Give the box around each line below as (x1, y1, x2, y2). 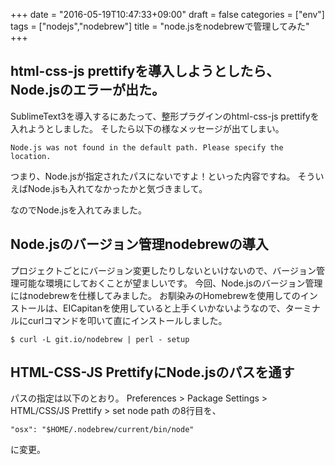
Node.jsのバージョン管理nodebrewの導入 (10, 236, 269, 253)
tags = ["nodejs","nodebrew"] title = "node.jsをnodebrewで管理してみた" (10, 20, 310, 32)
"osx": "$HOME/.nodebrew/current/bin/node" (10, 425, 195, 435)
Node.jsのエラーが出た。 (10, 82, 166, 99)
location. (10, 151, 52, 161)
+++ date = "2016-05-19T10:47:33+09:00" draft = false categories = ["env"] (10, 9, 325, 20)
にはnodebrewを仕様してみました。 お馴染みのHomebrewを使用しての (10, 289, 301, 301)
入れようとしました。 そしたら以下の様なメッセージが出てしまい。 (10, 122, 285, 134)
